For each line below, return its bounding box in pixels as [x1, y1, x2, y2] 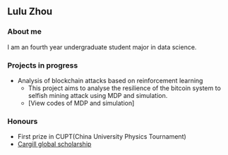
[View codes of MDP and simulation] [28, 99, 135, 107]
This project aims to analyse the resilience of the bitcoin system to [28, 84, 221, 92]
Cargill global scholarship [17, 140, 92, 149]
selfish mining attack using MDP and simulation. [28, 91, 168, 99]
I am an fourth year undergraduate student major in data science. [7, 42, 197, 51]
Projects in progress [7, 60, 78, 70]
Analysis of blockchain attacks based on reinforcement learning [17, 76, 203, 85]
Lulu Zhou [7, 6, 53, 18]
